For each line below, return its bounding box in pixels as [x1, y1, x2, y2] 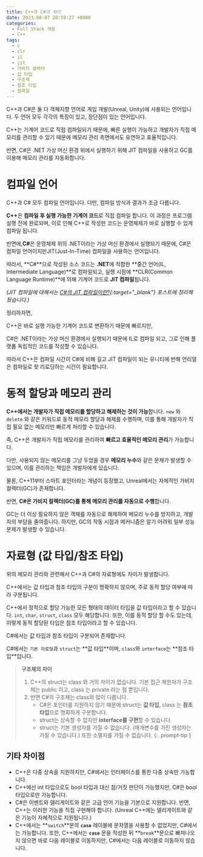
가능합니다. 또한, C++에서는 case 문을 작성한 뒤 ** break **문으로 [21, 829, 175, 836]
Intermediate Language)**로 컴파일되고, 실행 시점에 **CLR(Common [6, 268, 173, 275]
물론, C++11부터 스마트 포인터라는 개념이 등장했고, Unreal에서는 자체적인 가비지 [6, 477, 195, 484]
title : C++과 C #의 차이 [6, 9, 62, 15]
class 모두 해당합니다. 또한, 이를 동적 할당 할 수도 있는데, [58, 611, 193, 619]
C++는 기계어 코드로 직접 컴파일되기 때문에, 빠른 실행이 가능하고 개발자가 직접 [6, 126, 190, 133]
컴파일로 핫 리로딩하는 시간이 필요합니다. [12, 363, 108, 370]
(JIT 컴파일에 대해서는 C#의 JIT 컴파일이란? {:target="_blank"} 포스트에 [6, 288, 177, 295]
